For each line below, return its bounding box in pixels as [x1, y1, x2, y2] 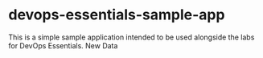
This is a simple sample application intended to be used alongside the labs [8, 32, 255, 42]
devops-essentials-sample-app [8, 6, 225, 24]
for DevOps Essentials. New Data [8, 40, 118, 50]
